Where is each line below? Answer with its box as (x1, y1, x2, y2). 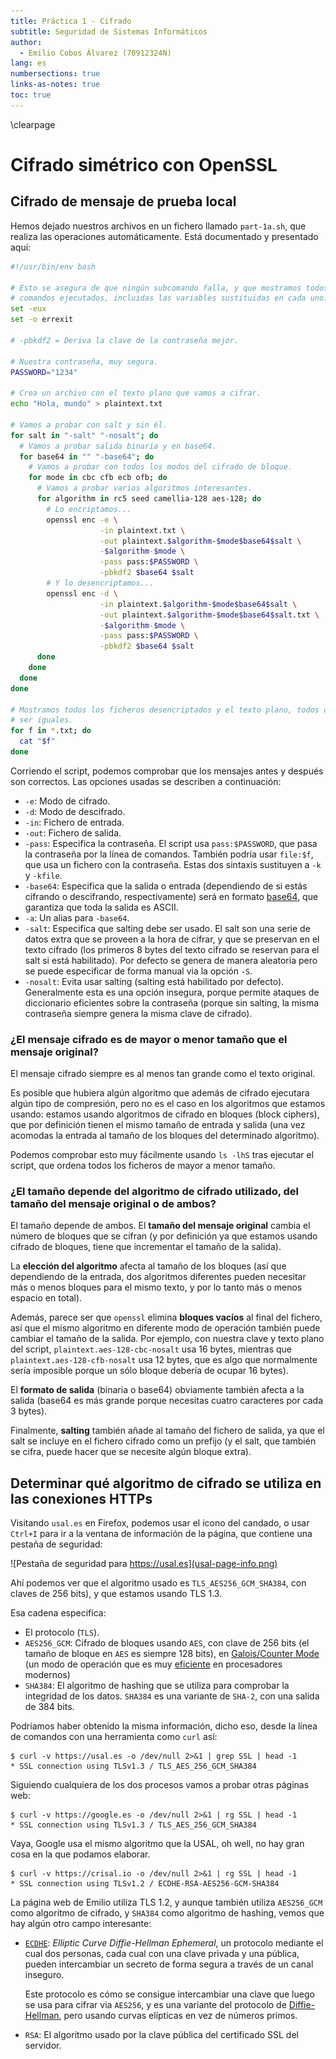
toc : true (10, 90, 52, 100)
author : (10, 37, 43, 47)
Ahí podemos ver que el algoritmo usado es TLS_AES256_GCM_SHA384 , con (10, 1577, 307, 1589)
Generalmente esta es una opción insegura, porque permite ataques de (24, 986, 320, 998)
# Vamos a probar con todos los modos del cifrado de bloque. (28, 462, 293, 472)
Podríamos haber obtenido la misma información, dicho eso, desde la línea (10, 1720, 318, 1732)
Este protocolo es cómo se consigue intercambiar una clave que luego (24, 1988, 315, 2000)
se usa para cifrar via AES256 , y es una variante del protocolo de (24, 1999, 287, 2011)
